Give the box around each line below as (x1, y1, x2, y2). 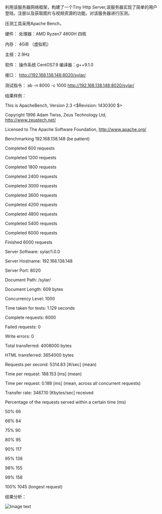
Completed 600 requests (5, 145, 55, 151)
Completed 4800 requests (5, 211, 58, 217)
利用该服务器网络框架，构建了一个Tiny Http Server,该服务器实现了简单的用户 (5, 4, 158, 10)
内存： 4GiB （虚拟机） (5, 41, 51, 47)
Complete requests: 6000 (5, 315, 57, 320)
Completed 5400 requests (5, 220, 58, 226)
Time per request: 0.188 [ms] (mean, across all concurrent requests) (5, 381, 141, 386)
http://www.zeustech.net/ (5, 117, 56, 123)
